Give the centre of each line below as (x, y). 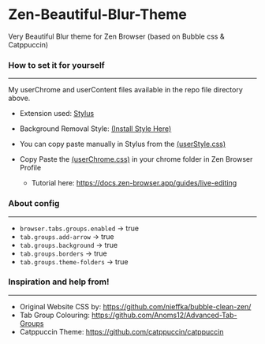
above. (19, 98)
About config (34, 204)
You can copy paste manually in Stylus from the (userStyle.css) (123, 144)
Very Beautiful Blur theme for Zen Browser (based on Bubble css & (116, 36)
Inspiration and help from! (59, 282)
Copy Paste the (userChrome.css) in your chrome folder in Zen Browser (136, 159)
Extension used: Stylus (57, 114)
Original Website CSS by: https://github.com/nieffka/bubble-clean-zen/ (135, 306)
